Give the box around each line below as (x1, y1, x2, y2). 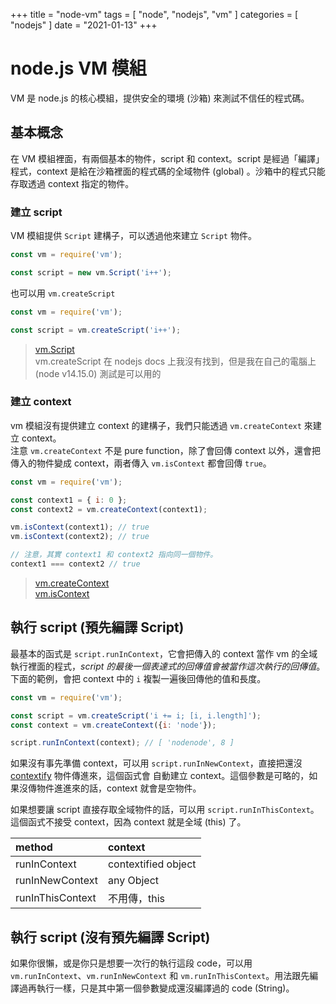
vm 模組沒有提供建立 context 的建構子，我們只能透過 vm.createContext (10, 419, 302, 431)
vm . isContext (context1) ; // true (10, 522, 150, 533)
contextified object (107, 857, 197, 871)
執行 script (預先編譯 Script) (10, 619, 185, 636)
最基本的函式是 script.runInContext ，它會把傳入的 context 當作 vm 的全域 (10, 647, 318, 659)
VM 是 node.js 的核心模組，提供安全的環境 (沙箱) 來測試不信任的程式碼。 (10, 92, 310, 104)
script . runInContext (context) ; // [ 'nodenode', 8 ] (10, 738, 235, 748)
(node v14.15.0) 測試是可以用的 (34, 367, 162, 379)
